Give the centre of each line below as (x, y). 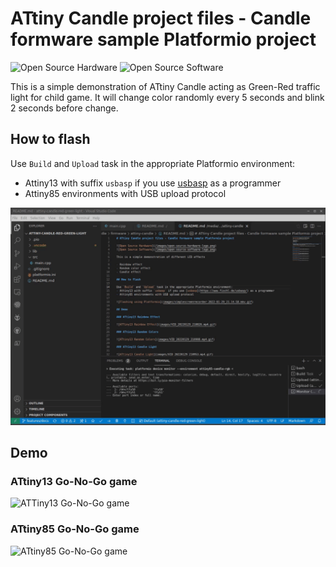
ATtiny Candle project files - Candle (161, 18)
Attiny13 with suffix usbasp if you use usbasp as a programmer (153, 183)
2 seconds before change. (64, 108)
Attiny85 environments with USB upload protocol (125, 193)
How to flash (50, 139)
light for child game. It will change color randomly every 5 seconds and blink (167, 97)
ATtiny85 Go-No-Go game (75, 529)
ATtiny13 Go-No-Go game (74, 482)
